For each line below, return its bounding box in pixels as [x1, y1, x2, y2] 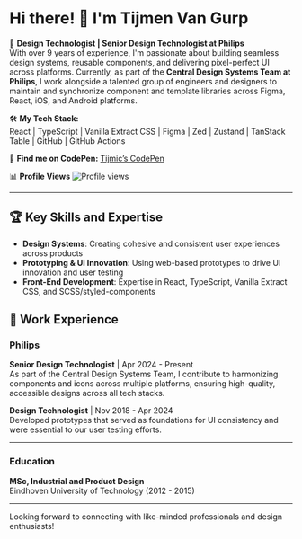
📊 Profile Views [9, 171, 71, 181]
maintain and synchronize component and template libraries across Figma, [9, 85, 286, 96]
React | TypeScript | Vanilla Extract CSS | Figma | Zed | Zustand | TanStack [9, 126, 286, 137]
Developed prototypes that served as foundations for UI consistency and [9, 415, 279, 426]
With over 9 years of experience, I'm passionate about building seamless [9, 47, 280, 57]
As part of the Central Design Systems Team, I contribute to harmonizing [9, 368, 279, 380]
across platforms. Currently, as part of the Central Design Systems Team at [9, 66, 291, 77]
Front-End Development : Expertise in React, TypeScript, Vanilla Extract [22, 276, 288, 287]
